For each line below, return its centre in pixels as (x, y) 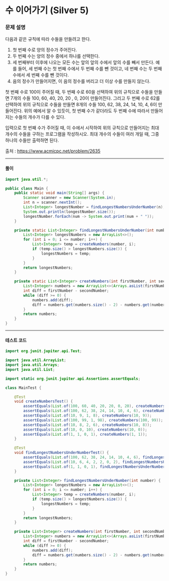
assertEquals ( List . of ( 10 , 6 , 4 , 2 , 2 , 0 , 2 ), (72, 462)
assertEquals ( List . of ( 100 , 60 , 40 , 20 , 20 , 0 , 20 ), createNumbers (94, 406)
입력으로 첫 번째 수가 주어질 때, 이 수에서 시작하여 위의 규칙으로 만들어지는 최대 (82, 128)
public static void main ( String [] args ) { (59, 193)
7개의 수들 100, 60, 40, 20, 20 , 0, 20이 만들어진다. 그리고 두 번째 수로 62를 (85, 98)
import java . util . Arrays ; (32, 365)
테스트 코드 (16, 340)
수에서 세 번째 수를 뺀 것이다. (41, 75)
